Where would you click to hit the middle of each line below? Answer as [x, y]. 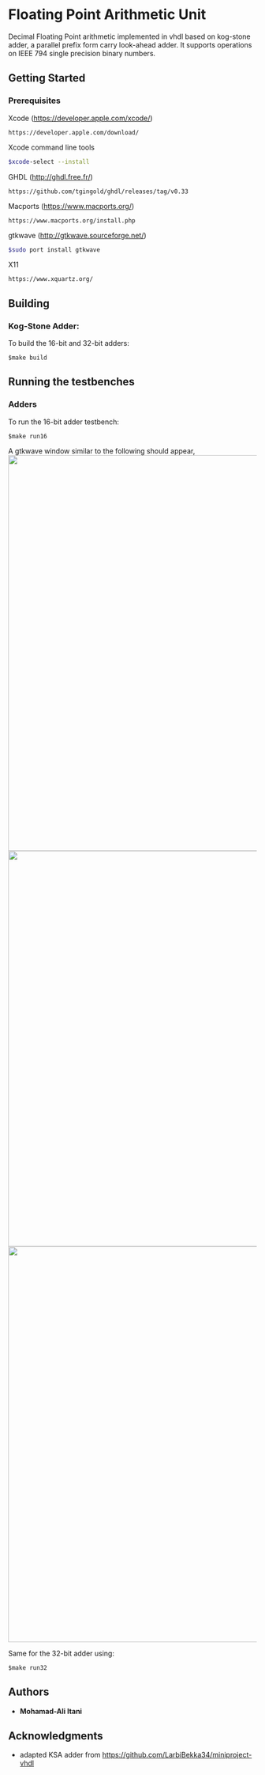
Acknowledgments [56, 1736]
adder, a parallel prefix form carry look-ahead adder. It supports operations [130, 44]
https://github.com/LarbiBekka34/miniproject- [177, 1755]
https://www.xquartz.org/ [50, 279]
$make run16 [28, 436]
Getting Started [47, 78]
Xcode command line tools [51, 147]
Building [29, 303]
